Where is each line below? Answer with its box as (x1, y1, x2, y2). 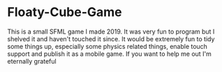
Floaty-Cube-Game (7, 4, 122, 20)
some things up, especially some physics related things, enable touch (7, 42, 208, 50)
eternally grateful (7, 57, 57, 65)
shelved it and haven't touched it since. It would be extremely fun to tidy (7, 34, 215, 43)
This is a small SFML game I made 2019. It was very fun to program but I (7, 27, 215, 36)
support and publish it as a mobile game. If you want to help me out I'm (7, 50, 212, 58)
